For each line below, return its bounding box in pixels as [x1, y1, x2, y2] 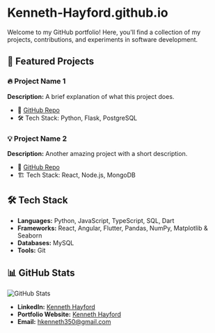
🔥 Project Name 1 [7, 77, 66, 86]
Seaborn [17, 231, 42, 240]
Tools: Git [17, 246, 46, 254]
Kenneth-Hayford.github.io [7, 5, 168, 21]
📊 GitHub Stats [7, 267, 75, 279]
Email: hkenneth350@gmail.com [17, 317, 111, 325]
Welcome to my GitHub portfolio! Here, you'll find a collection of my [7, 28, 201, 36]
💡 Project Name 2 [7, 134, 67, 144]
